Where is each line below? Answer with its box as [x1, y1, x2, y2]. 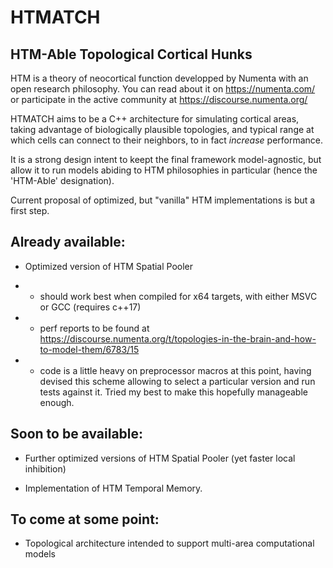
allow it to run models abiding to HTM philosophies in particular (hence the [10, 164, 318, 176]
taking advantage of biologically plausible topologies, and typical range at [10, 124, 315, 135]
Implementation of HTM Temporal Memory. [24, 482, 203, 494]
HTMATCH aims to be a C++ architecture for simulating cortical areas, [10, 113, 300, 125]
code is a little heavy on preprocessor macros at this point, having [39, 364, 312, 376]
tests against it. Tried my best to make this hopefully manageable [39, 386, 308, 398]
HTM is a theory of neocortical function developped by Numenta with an [10, 72, 309, 84]
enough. [39, 396, 75, 408]
